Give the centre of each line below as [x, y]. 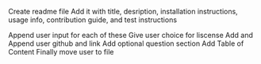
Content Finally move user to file [61, 52]
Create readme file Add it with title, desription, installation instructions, [123, 11]
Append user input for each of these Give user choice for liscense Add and [131, 35]
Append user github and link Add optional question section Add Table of [126, 43]
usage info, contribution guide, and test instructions [92, 20]
